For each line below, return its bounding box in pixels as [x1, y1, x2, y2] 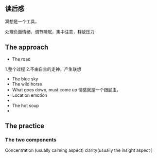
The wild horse [12, 81, 42, 87]
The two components [5, 136, 57, 143]
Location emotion [12, 92, 48, 98]
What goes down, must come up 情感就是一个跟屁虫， [12, 87, 122, 92]
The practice [5, 122, 45, 130]
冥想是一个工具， [5, 18, 39, 24]
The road [12, 56, 31, 62]
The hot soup [12, 103, 39, 108]
